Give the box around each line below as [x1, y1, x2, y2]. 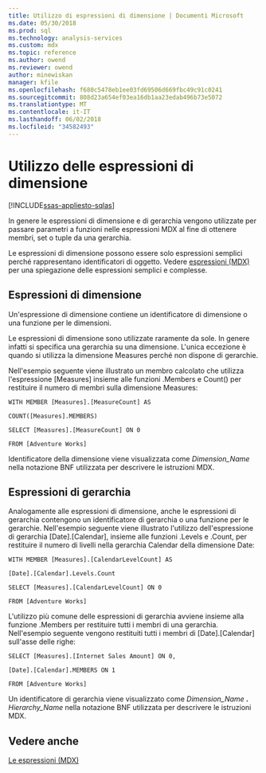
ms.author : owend [8, 57, 66, 65]
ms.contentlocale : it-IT [8, 108, 91, 116]
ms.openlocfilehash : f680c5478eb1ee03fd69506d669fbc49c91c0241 [8, 85, 223, 94]
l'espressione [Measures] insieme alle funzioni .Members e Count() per [8, 374, 241, 383]
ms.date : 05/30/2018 [8, 19, 77, 27]
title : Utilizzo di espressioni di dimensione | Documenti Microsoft [8, 11, 244, 20]
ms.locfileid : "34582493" [8, 123, 94, 131]
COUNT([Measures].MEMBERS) [8, 412, 98, 420]
